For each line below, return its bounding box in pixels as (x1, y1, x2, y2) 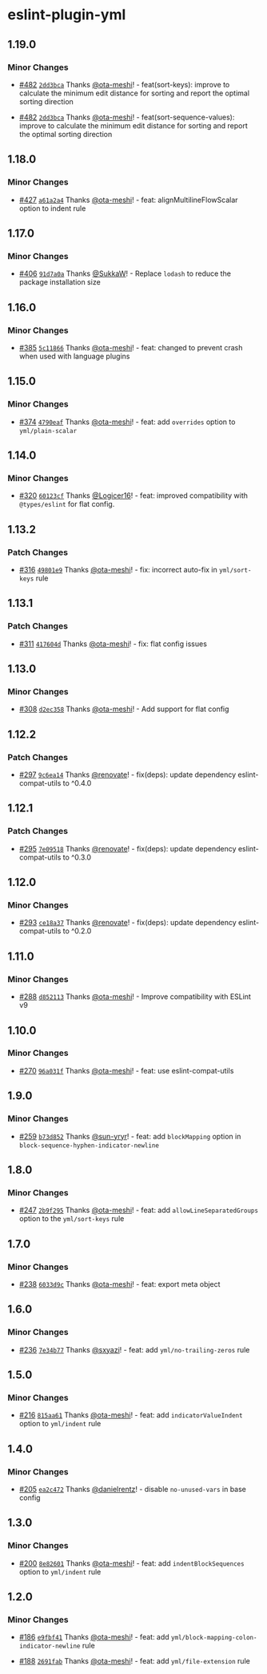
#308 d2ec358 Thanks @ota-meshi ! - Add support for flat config (18, 704, 229, 714)
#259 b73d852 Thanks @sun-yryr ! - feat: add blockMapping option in (18, 1131, 241, 1141)
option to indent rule (18, 203, 86, 213)
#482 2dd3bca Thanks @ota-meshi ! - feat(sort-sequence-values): (18, 112, 235, 122)
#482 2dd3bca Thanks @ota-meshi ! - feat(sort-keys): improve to (18, 79, 230, 89)
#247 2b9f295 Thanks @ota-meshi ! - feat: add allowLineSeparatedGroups (18, 1205, 259, 1215)
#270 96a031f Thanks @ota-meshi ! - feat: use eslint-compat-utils (18, 1065, 234, 1075)
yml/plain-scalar (18, 427, 78, 435)
